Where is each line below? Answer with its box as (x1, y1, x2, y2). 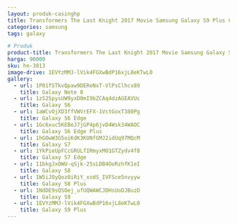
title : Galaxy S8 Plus (20, 180, 87, 187)
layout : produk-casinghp (7, 10, 80, 18)
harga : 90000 (7, 56, 46, 63)
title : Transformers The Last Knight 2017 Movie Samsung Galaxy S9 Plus (7, 17, 226, 24)
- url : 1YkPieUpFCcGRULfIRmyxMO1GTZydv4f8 (13, 147, 140, 155)
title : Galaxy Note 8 (20, 89, 83, 96)
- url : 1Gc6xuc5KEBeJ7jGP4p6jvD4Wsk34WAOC (13, 121, 140, 128)
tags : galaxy (7, 30, 46, 37)
